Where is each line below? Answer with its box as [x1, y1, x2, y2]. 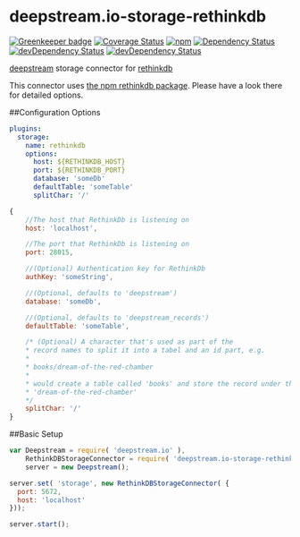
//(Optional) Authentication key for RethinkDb [25, 264, 205, 274]
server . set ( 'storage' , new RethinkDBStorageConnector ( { [9, 479, 229, 488]
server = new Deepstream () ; [25, 463, 129, 472]
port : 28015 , [25, 248, 74, 257]
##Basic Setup [9, 429, 64, 439]
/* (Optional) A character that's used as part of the [25, 337, 234, 346]
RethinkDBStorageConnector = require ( [25, 455, 170, 464]
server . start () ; [9, 520, 70, 529]
